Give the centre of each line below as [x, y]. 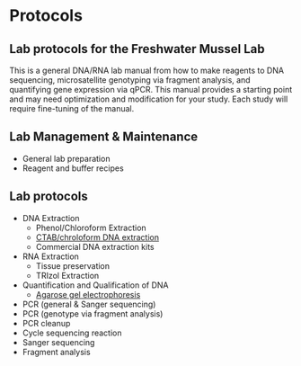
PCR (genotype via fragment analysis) [93, 313]
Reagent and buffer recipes [73, 168]
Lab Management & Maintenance [104, 137]
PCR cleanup [46, 323]
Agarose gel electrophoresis [88, 294]
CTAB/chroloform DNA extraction [97, 237]
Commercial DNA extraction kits [95, 246]
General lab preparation [66, 158]
